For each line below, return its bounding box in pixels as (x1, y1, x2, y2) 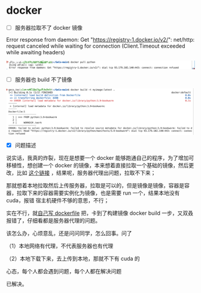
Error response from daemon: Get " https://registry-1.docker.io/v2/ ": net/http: (6, 36, 195, 43)
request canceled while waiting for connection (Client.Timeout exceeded (6, 42, 185, 50)
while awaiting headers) (6, 49, 65, 55)
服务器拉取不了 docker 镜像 (14, 24, 83, 31)
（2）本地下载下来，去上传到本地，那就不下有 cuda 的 (6, 255, 141, 263)
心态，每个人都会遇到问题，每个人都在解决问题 (6, 268, 121, 275)
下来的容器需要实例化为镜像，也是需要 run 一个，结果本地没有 (26, 189, 180, 197)
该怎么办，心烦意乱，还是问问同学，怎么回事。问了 (6, 230, 132, 237)
